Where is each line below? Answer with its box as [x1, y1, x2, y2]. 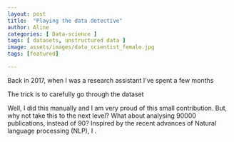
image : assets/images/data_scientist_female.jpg [7, 44, 155, 51]
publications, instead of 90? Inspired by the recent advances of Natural [7, 118, 217, 127]
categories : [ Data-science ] [7, 30, 98, 38]
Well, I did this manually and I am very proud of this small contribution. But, [7, 103, 228, 112]
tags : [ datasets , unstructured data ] [7, 37, 126, 44]
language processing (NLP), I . [7, 126, 97, 135]
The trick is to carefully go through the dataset [7, 90, 144, 98]
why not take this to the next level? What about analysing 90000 [7, 111, 196, 120]
